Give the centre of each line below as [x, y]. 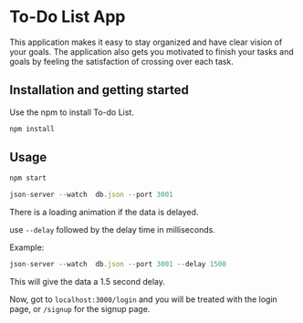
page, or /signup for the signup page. [80, 309]
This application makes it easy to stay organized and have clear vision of [146, 42]
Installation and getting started [99, 90]
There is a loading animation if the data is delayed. [104, 213]
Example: [27, 247]
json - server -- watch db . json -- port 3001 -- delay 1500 [118, 265]
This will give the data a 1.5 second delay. [88, 282]
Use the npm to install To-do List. [72, 112]
